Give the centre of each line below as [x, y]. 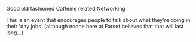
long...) [15, 33]
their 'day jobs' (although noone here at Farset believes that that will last [95, 26]
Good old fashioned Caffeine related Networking [66, 9]
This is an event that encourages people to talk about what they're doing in [98, 20]
